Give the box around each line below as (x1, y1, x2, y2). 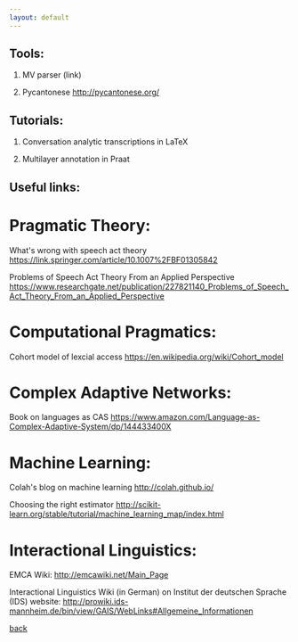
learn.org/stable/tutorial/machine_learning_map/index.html (9, 509, 224, 520)
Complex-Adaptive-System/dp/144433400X (9, 421, 172, 432)
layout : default (9, 12, 69, 22)
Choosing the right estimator (9, 499, 114, 510)
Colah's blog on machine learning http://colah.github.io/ (9, 482, 214, 493)
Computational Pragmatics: (9, 322, 217, 342)
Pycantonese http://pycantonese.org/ (21, 86, 160, 98)
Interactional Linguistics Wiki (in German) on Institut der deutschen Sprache (9, 587, 287, 597)
